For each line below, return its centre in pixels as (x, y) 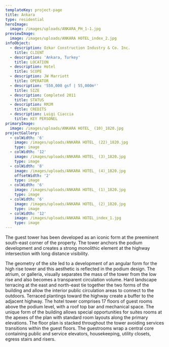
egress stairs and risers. (30, 339)
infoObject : (18, 43)
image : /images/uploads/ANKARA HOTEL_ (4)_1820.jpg (70, 171)
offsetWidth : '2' (33, 176)
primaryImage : (20, 123)
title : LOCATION (32, 62)
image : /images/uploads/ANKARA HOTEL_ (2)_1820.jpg (70, 204)
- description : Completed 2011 (43, 95)
